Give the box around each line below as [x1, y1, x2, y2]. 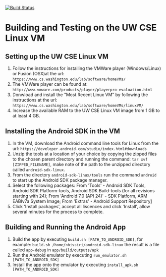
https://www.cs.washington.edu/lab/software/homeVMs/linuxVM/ [12, 103, 144, 108]
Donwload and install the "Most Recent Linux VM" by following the [12, 92, 148, 98]
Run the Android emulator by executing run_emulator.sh [12, 252, 127, 258]
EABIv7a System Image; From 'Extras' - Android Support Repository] [12, 198, 152, 204]
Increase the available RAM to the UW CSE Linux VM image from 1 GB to [12, 108, 160, 113]
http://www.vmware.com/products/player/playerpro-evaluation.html [12, 87, 153, 92]
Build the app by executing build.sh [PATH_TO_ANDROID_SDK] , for [12, 236, 143, 242]
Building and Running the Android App [5, 223, 126, 231]
